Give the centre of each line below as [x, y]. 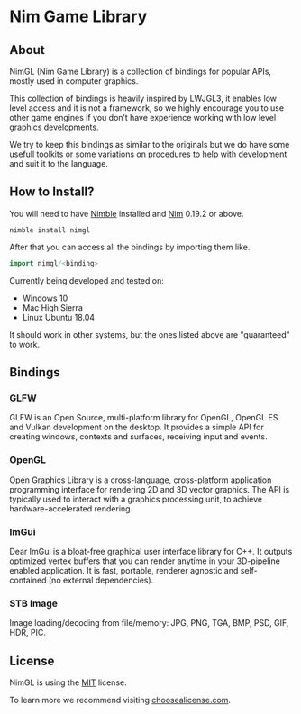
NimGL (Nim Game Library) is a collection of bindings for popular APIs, [141, 71]
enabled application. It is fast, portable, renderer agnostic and [124, 570]
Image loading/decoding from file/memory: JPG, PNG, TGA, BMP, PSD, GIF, [149, 623]
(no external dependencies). [101, 580]
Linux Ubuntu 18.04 [59, 317]
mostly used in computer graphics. [74, 81]
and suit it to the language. [59, 163]
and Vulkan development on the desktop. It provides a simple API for [137, 427]
